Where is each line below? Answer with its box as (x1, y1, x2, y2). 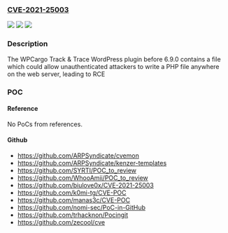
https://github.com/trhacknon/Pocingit (17, 211, 129, 219)
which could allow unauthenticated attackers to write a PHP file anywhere (7, 62, 220, 70)
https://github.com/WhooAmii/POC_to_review (17, 173, 148, 182)
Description (7, 39, 48, 49)
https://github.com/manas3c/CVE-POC (17, 195, 131, 204)
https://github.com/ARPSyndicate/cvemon (17, 151, 140, 160)
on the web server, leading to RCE (7, 70, 106, 78)
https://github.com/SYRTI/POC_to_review (17, 166, 137, 174)
